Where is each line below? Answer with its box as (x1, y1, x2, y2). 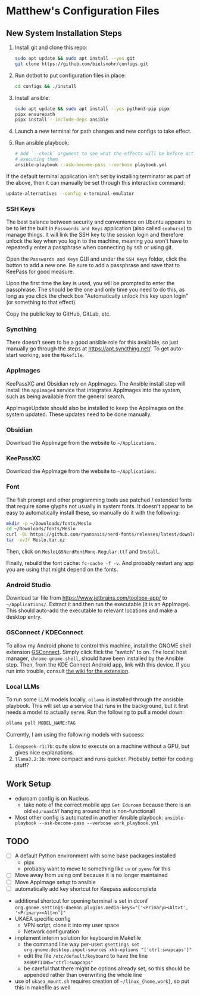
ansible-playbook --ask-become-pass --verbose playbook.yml (14, 162, 167, 168)
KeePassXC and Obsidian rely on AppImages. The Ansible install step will (6, 380, 186, 387)
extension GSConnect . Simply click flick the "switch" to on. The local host (6, 648, 187, 655)
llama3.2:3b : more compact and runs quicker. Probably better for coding (14, 755, 193, 762)
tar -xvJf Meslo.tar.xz (6, 537, 65, 543)
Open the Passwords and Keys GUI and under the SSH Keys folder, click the (6, 255, 187, 262)
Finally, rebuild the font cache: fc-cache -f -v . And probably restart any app (6, 560, 194, 567)
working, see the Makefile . (18, 352, 85, 359)
